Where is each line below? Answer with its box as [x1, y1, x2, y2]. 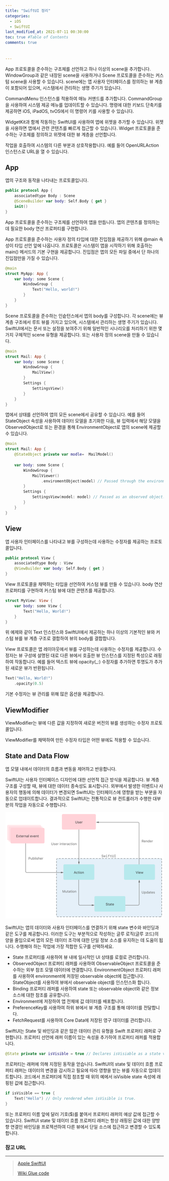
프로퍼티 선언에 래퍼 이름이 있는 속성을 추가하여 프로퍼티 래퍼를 [24, 1034, 147, 1040]
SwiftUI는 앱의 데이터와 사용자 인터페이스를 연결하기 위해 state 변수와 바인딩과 [5, 925, 159, 931]
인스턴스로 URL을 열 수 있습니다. [5, 148, 69, 154]
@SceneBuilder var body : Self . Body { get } [14, 199, 107, 204]
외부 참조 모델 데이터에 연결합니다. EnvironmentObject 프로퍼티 [26, 967, 152, 973]
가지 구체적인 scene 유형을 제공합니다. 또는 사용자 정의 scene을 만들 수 [5, 331, 146, 338]
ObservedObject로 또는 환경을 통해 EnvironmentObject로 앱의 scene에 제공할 [5, 424, 161, 430]
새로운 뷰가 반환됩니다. [10, 665, 55, 671]
